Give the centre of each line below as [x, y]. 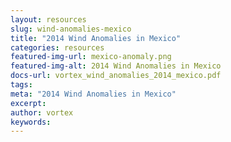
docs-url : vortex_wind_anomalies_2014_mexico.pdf [116, 76]
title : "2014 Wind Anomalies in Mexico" [96, 38]
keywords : [31, 122]
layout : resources [48, 19]
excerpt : [28, 103]
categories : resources [57, 47]
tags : [21, 85]
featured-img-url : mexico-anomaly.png [91, 57]
